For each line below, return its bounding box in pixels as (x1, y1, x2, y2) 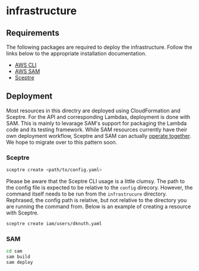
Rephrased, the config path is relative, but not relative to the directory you (6, 196, 187, 203)
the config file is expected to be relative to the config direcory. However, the (6, 184, 193, 191)
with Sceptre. (6, 209, 39, 216)
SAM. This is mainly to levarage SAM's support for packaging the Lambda (6, 119, 187, 127)
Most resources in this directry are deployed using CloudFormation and (6, 107, 181, 114)
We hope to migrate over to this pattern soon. (6, 138, 118, 146)
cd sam (6, 248, 23, 254)
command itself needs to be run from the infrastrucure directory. (6, 190, 168, 197)
